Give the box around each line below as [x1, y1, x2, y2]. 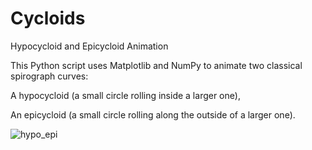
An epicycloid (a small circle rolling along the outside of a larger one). [10, 108, 296, 121]
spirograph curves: [10, 70, 89, 82]
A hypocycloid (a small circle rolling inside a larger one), [10, 89, 241, 101]
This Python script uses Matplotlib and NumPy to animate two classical [10, 59, 303, 71]
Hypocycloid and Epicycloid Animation [10, 40, 169, 52]
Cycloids [10, 7, 86, 30]
